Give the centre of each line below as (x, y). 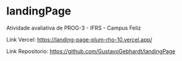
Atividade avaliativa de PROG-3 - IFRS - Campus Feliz (74, 28)
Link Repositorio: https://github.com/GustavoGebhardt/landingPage (91, 51)
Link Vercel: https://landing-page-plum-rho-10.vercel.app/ (79, 39)
